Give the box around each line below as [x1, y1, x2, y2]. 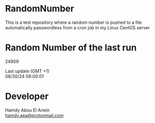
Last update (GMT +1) [5, 68, 50, 74]
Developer [5, 91, 49, 102]
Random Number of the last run [5, 42, 137, 54]
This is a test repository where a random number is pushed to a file [5, 19, 142, 25]
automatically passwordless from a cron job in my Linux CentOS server [5, 24, 150, 30]
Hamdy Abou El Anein [5, 107, 50, 113]
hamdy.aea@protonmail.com [5, 112, 64, 118]
